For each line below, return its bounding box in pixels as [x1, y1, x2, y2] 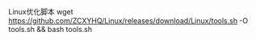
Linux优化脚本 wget [8, 7, 73, 16]
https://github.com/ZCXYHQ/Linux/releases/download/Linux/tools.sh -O [8, 16, 249, 26]
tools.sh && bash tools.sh [8, 25, 93, 34]
